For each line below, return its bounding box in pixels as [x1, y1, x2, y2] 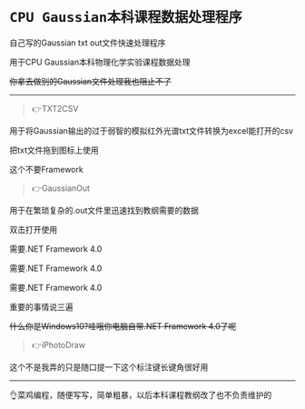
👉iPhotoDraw [31, 339, 86, 350]
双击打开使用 [9, 224, 57, 234]
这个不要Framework [9, 164, 84, 175]
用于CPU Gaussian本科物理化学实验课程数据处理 [9, 56, 191, 67]
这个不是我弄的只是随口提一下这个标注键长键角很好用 [9, 361, 209, 373]
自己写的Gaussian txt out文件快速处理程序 [9, 37, 166, 48]
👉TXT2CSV [31, 103, 79, 114]
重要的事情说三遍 [9, 301, 74, 312]
